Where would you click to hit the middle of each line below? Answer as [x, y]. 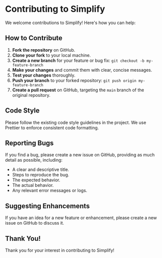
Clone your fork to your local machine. [51, 55]
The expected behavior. [36, 180]
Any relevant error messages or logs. [50, 191]
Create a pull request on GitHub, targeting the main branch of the [78, 90]
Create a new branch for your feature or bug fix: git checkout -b [78, 60]
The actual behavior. [33, 185]
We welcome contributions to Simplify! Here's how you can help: [70, 23]
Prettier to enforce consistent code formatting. [52, 128]
